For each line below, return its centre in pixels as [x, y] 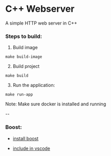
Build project [26, 66]
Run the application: [34, 85]
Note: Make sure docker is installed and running [56, 104]
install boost [26, 138]
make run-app [19, 95]
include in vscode [31, 148]
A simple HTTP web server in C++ [41, 23]
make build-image [24, 57]
